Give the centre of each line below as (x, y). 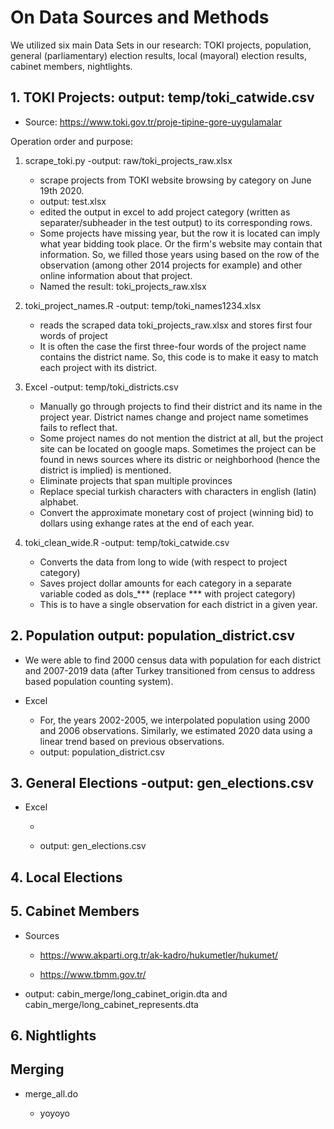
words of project (73, 335)
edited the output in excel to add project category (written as (165, 212)
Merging (37, 1069)
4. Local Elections (66, 877)
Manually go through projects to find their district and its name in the (181, 406)
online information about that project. (116, 275)
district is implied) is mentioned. (105, 470)
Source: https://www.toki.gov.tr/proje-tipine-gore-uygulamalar (153, 122)
